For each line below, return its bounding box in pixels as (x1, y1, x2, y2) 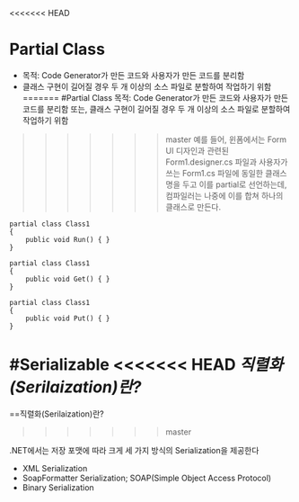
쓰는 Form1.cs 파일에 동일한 (165, 167, 263, 178)
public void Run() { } (25, 235, 110, 244)
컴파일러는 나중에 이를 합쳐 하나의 (165, 190, 284, 201)
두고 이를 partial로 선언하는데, (182, 179, 287, 190)
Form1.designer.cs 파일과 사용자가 (165, 157, 288, 167)
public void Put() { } (25, 314, 110, 323)
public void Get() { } (25, 274, 110, 283)
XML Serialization (22, 462, 88, 473)
